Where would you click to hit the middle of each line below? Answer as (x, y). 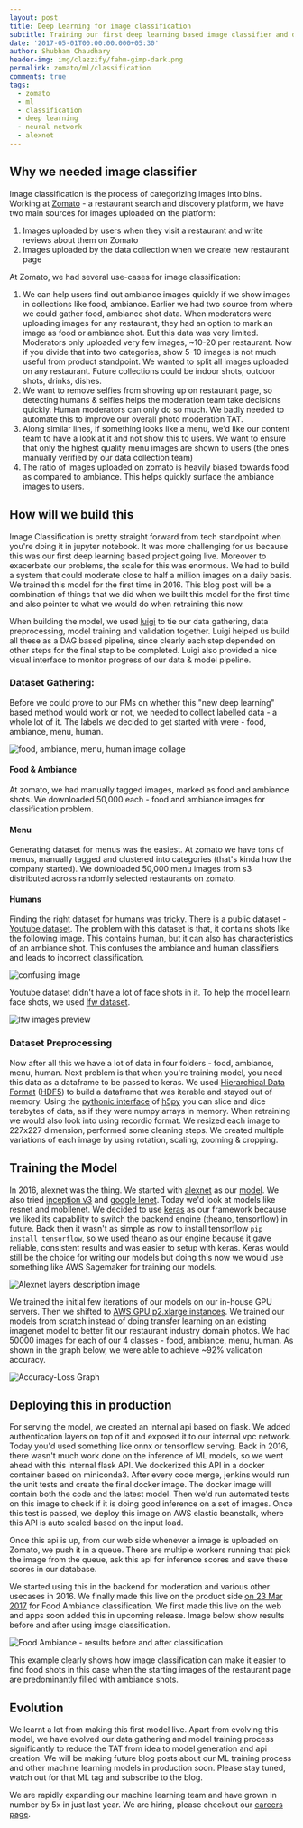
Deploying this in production (91, 1405)
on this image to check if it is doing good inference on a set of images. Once (151, 1504)
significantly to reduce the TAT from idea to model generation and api (138, 1748)
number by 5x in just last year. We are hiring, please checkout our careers (147, 1805)
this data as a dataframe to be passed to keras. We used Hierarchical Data (147, 1082)
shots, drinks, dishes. (62, 380)
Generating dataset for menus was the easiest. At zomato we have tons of (147, 849)
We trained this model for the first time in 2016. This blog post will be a (140, 585)
